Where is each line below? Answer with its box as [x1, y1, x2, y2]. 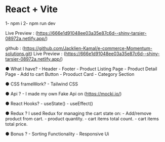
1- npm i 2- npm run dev [5, 20, 56, 26]
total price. [5, 121, 28, 127]
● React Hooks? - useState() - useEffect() [5, 100, 94, 107]
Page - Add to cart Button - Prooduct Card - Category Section [5, 71, 135, 77]
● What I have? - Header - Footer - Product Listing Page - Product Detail [5, 66, 157, 72]
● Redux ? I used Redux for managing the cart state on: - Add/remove [5, 110, 152, 116]
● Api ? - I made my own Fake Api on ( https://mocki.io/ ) [5, 90, 122, 97]
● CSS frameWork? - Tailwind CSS [5, 81, 78, 87]
